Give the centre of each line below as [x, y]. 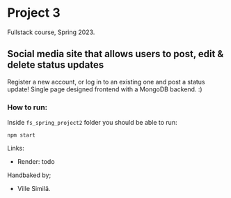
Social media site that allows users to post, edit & [115, 54]
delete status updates [56, 65]
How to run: [27, 107]
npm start [22, 135]
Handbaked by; [29, 175]
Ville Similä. [34, 189]
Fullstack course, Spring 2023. [51, 32]
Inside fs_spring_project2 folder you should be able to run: [92, 123]
